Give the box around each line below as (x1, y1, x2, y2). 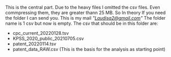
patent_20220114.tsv (12, 41, 57, 47)
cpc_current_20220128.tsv (12, 30, 69, 36)
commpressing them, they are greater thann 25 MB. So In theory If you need (5, 10, 166, 16)
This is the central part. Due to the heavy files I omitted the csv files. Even (5, 5, 160, 10)
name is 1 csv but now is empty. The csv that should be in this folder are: (5, 20, 158, 26)
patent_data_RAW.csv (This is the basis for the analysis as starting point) (12, 46, 166, 52)
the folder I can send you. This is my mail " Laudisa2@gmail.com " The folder (5, 15, 166, 21)
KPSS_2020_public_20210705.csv (12, 35, 84, 41)
